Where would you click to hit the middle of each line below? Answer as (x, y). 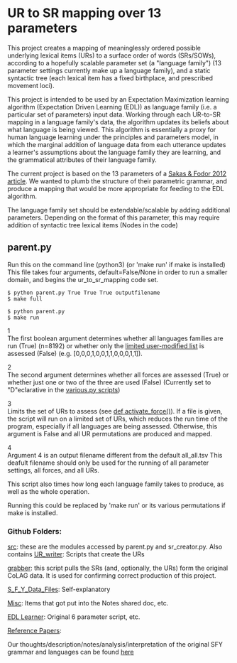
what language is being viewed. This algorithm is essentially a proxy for (112, 129)
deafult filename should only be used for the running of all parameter (108, 463)
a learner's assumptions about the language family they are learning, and (114, 152)
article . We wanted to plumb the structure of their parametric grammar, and (117, 181)
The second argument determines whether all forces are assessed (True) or (118, 374)
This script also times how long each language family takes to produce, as (116, 484)
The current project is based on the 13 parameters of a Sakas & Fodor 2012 (117, 173)
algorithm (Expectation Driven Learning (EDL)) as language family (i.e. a (112, 107)
